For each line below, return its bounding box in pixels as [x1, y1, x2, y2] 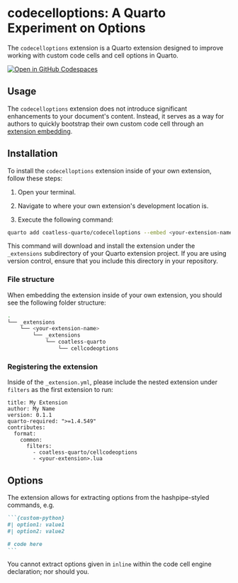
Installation [7, 148, 58, 160]
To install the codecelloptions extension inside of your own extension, [7, 166, 212, 175]
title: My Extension [7, 399, 69, 406]
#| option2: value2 [7, 528, 65, 535]
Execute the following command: [17, 215, 113, 224]
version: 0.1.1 [7, 412, 52, 419]
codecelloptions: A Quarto [7, 5, 166, 21]
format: [13, 430, 37, 437]
